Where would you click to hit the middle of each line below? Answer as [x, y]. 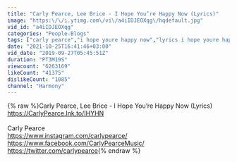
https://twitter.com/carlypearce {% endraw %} [74, 151]
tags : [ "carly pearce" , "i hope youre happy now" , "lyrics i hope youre [113, 40]
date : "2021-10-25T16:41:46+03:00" [60, 46]
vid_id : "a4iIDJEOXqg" [41, 27]
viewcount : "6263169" [39, 66]
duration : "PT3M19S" [38, 60]
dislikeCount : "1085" [39, 79]
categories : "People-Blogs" [49, 33]
